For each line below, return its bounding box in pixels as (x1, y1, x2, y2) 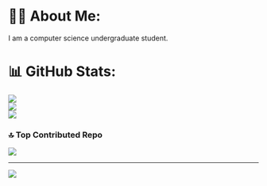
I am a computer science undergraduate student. (8, 33, 168, 43)
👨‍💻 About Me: (8, 7, 101, 25)
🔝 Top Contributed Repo (8, 129, 103, 140)
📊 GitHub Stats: (8, 63, 117, 81)
